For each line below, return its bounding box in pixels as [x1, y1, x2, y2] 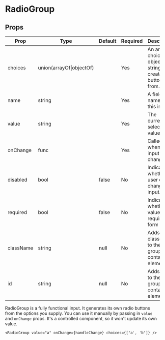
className [7, 245, 33, 251]
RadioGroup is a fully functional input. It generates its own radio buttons [5, 305, 151, 311]
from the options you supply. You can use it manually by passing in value [5, 310, 153, 316]
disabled [7, 176, 27, 183]
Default [99, 38, 117, 44]
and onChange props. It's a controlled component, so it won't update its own [5, 316, 157, 321]
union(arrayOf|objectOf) [38, 64, 94, 71]
